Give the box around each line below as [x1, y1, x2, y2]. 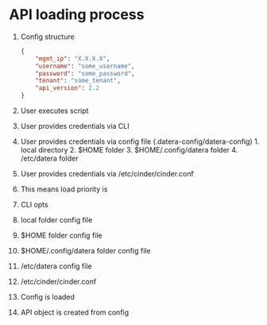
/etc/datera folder [20, 153, 79, 164]
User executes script [20, 106, 89, 116]
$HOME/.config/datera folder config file [20, 246, 151, 256]
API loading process [9, 6, 145, 24]
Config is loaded [20, 292, 75, 302]
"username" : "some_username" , [35, 62, 135, 70]
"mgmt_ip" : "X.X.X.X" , [35, 54, 110, 63]
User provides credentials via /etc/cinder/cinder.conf [20, 169, 194, 179]
